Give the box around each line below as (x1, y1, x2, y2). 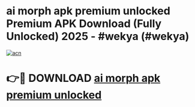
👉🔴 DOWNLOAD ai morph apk (6, 72, 161, 85)
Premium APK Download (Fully (6, 17, 162, 30)
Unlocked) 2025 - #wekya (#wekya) (6, 30, 190, 43)
